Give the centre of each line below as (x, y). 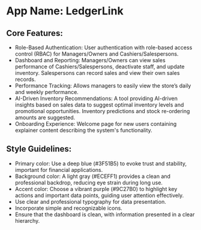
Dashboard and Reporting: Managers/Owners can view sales (90, 60)
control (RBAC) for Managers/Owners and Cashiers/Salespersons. (97, 54)
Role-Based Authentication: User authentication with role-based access (103, 47)
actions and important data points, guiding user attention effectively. (99, 195)
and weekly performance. (47, 92)
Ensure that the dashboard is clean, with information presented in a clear (105, 214)
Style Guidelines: (39, 149)
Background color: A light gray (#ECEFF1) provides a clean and (93, 176)
